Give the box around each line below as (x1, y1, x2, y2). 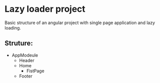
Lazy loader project (4, 3, 86, 15)
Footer (19, 73, 32, 79)
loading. (4, 25, 21, 30)
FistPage (26, 68, 45, 74)
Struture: (4, 39, 33, 48)
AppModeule (11, 52, 38, 58)
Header (19, 57, 35, 63)
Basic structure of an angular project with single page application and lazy (4, 20, 156, 26)
